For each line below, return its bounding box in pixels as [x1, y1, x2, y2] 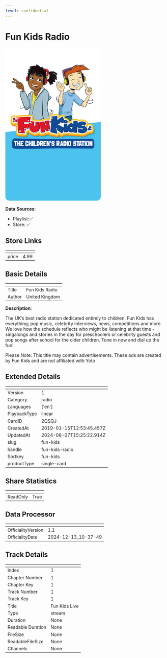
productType [7, 461, 35, 466]
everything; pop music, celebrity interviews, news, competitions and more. [5, 320, 162, 327]
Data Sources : [5, 206, 36, 212]
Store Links [5, 236, 42, 245]
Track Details [5, 550, 48, 559]
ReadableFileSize [7, 638, 44, 644]
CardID [7, 418, 22, 424]
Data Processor [5, 510, 55, 518]
